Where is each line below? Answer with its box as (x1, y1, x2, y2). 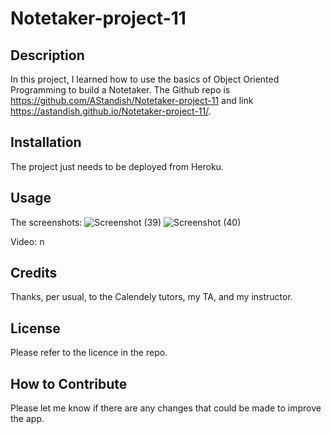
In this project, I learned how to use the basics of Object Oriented (10, 73, 280, 85)
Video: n (10, 235, 45, 247)
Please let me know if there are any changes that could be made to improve (10, 402, 322, 414)
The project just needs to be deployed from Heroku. (10, 160, 224, 172)
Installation (10, 134, 82, 151)
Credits (10, 265, 58, 282)
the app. (10, 413, 45, 425)
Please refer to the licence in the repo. (10, 347, 168, 359)
